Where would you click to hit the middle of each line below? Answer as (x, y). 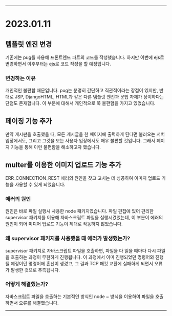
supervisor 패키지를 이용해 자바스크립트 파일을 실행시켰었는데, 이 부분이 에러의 (84, 218)
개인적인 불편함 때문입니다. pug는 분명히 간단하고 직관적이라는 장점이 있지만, (82, 91)
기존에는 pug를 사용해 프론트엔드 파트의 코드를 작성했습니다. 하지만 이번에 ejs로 (85, 57)
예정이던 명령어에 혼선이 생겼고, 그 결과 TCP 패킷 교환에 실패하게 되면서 (82, 263)
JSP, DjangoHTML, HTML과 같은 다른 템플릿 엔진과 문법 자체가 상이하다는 (89, 97)
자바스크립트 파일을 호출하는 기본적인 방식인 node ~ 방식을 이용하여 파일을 (80, 296)
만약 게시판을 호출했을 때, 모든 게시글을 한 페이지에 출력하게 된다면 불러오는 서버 (85, 134)
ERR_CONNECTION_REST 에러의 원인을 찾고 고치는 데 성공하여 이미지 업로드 (83, 178)
